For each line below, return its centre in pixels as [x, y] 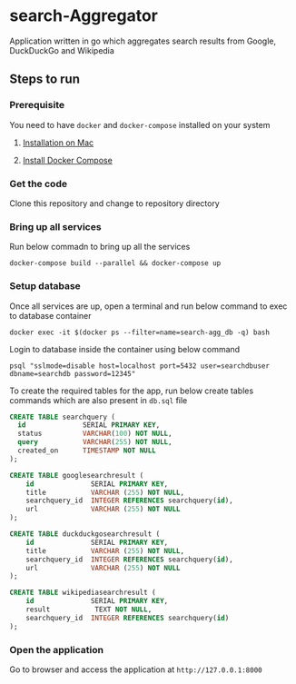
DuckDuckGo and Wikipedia [62, 50]
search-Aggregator [84, 16]
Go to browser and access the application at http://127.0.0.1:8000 [136, 669]
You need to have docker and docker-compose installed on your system [140, 124]
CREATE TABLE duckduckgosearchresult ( [85, 534]
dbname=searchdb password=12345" [73, 373]
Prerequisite [37, 105]
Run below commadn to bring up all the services [100, 247]
